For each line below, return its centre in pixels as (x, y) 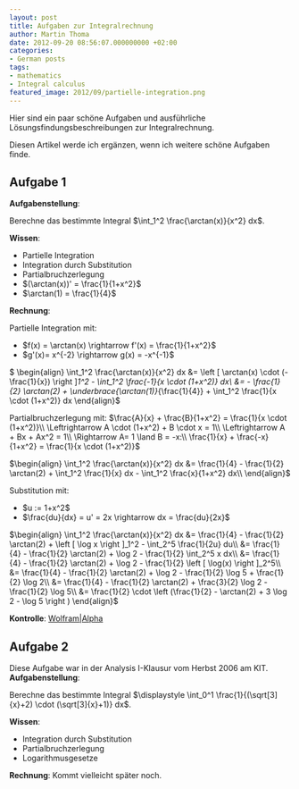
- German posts (37, 59)
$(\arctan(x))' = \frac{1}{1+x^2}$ (82, 284)
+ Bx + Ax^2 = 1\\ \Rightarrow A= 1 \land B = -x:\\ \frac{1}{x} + (122, 437)
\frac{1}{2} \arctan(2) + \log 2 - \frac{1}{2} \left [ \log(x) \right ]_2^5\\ (155, 563)
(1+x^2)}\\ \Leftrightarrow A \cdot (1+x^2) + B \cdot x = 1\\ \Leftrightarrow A (147, 428)
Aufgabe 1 (38, 182)
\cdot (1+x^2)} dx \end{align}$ (65, 401)
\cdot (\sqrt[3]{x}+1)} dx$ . (83, 705)
